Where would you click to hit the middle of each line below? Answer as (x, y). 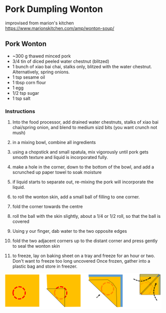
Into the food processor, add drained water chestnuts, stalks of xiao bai (85, 122)
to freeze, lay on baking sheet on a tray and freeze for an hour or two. (83, 256)
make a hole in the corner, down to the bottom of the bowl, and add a (83, 167)
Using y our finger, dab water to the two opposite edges (70, 231)
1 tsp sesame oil (29, 77)
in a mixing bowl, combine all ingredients (54, 143)
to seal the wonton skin (36, 246)
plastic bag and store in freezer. (45, 266)
